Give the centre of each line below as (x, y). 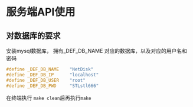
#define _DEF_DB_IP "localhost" (53, 75)
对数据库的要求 (33, 36)
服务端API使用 (41, 12)
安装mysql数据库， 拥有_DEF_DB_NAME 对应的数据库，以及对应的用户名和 (97, 51)
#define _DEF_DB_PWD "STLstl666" (53, 86)
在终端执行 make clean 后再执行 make (49, 98)
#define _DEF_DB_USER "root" (46, 80)
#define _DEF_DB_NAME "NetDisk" (50, 69)
